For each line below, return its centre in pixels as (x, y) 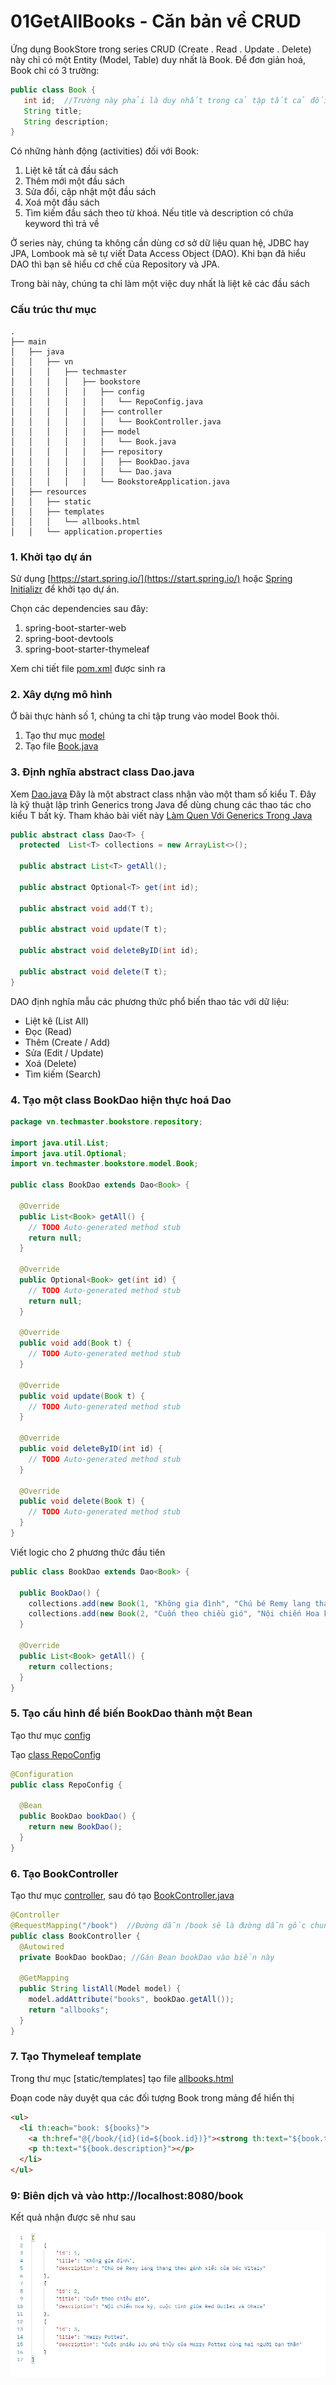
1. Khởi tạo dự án (51, 557)
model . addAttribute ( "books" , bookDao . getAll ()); (131, 2000)
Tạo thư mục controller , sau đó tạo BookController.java (122, 1896)
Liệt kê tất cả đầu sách (71, 171)
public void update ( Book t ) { (82, 1396)
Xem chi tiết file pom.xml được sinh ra (88, 668)
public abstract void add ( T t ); (87, 908)
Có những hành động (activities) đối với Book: (104, 151)
